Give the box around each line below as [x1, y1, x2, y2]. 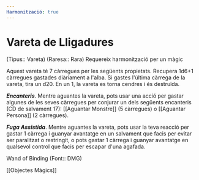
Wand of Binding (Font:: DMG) [6, 154, 83, 162]
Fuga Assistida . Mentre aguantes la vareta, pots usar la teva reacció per [6, 123, 190, 131]
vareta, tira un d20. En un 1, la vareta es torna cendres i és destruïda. [6, 80, 180, 87]
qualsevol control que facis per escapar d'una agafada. [6, 143, 146, 150]
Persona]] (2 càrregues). [6, 111, 69, 119]
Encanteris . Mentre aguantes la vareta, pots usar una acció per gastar [6, 92, 184, 99]
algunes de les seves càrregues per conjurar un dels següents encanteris [6, 98, 192, 106]
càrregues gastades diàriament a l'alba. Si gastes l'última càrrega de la [6, 74, 186, 81]
